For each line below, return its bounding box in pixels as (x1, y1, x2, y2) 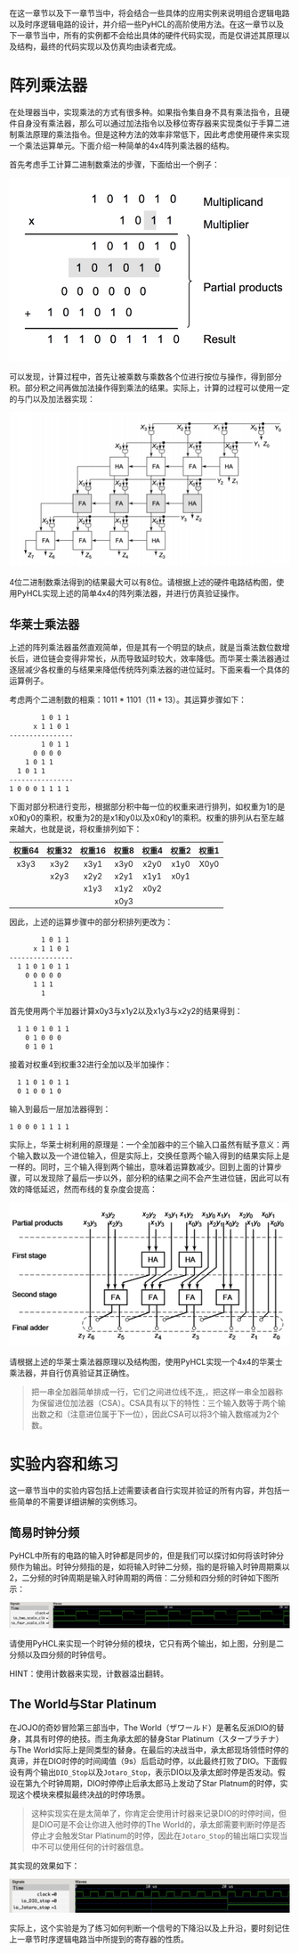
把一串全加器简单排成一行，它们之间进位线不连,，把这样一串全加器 (30, 1386, 276, 1397)
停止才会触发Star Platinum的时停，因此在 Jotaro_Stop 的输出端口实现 (30, 1830, 280, 1841)
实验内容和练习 (9, 1454, 119, 1475)
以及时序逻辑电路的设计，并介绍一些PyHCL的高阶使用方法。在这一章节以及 (9, 19, 285, 29)
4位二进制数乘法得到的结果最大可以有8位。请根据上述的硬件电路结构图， (9, 577, 277, 588)
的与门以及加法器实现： (9, 393, 95, 404)
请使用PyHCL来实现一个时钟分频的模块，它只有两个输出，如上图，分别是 (9, 1638, 277, 1649)
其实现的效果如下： (9, 1860, 80, 1871)
